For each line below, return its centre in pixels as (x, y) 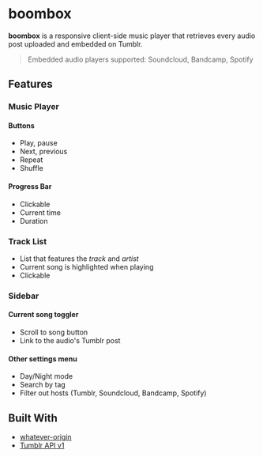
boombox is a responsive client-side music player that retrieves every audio (132, 36)
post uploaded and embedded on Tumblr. (75, 43)
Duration (34, 221)
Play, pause (38, 143)
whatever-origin (46, 437)
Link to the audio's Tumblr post (70, 341)
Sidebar (24, 296)
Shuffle (31, 168)
